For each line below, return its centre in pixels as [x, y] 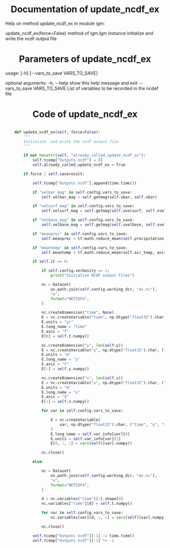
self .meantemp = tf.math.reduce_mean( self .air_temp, [98, 252]
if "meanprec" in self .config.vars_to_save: [80, 234]
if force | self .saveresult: [54, 174]
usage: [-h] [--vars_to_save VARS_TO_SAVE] [51, 73]
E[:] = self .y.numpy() [65, 369]
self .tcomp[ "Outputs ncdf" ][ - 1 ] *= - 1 [73, 540]
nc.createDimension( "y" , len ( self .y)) [82, 345]
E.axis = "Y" [55, 364]
